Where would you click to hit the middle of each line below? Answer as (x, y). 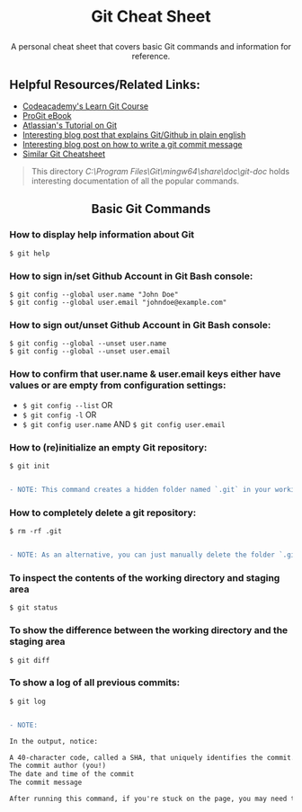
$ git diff (30, 660)
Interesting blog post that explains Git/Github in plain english (134, 135)
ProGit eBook (47, 116)
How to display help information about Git (102, 235)
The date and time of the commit (72, 774)
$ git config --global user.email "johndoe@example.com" (118, 302)
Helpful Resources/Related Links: (105, 84)
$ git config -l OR (59, 415)
